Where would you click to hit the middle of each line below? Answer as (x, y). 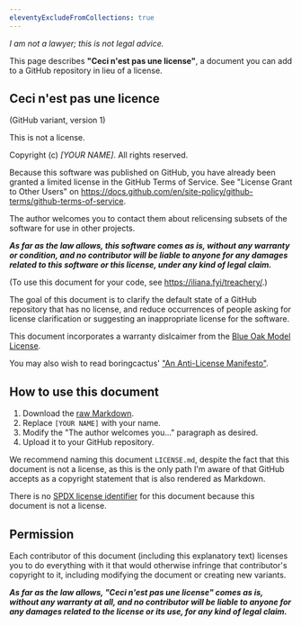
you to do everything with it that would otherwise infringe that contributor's (148, 566)
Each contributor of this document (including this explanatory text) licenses (149, 556)
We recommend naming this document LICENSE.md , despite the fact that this (150, 459)
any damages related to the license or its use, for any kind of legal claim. (148, 612)
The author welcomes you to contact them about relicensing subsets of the (148, 219)
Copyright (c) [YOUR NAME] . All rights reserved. (99, 155)
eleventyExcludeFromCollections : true (82, 18)
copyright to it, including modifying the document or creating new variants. (148, 575)
